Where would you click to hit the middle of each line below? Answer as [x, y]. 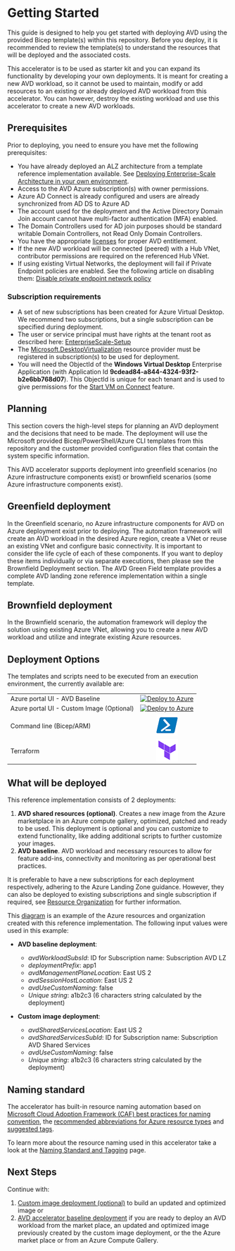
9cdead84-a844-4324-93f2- [154, 372]
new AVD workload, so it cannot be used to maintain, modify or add [105, 83]
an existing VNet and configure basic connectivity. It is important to [105, 546]
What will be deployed [57, 783]
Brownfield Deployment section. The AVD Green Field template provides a [114, 568]
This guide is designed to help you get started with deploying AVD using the [117, 32]
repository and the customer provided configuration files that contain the [113, 448]
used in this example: [38, 931]
